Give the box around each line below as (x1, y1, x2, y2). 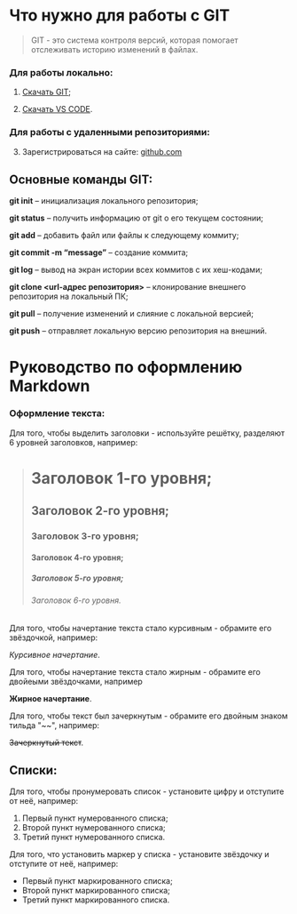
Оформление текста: (9, 407, 106, 420)
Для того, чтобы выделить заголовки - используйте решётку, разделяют (9, 428, 285, 438)
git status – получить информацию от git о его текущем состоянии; (9, 212, 264, 223)
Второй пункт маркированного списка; (21, 886, 171, 896)
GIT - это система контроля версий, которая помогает (30, 35, 238, 45)
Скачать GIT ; (21, 86, 71, 98)
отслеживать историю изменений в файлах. (30, 44, 199, 54)
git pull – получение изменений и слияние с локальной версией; (9, 309, 254, 319)
